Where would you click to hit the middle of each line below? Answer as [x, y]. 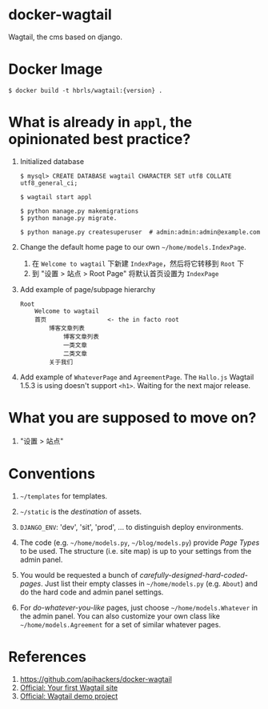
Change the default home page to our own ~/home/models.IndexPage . [133, 246]
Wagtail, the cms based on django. [65, 37]
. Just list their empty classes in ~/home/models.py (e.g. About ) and [149, 583]
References [47, 657]
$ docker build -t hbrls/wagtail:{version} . [85, 90]
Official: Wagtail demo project [69, 696]
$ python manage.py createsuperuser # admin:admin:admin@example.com [140, 232]
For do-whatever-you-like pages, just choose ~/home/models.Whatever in [139, 607]
